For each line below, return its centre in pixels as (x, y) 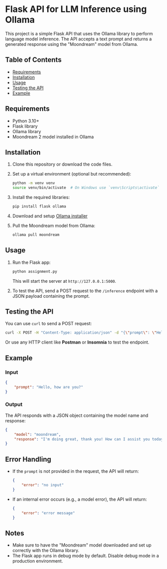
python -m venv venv (34, 183)
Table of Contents (34, 60)
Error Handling (28, 459)
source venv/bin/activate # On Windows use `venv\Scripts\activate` (86, 188)
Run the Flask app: (31, 262)
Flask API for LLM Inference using (76, 9)
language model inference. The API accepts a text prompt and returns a (79, 39)
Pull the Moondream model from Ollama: (54, 226)
